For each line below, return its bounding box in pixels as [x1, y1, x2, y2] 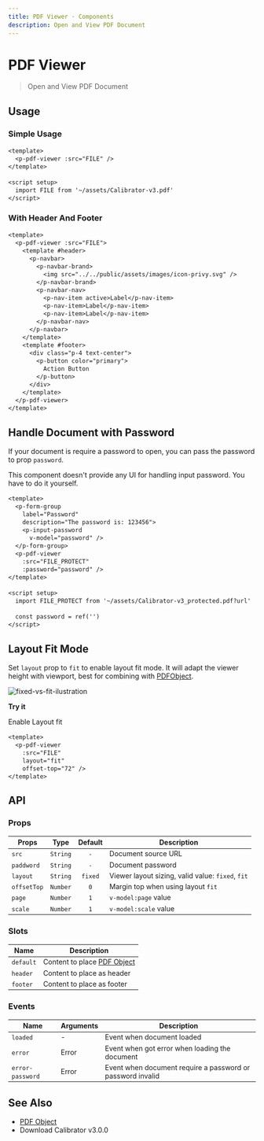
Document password [109, 860, 177, 870]
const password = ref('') [15, 613, 101, 621]
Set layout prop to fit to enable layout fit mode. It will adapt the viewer [8, 663, 239, 673]
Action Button [42, 365, 90, 373]
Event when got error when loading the [104, 1043, 231, 1053]
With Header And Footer [8, 212, 103, 223]
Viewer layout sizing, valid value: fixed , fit [109, 870, 248, 881]
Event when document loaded [104, 1032, 202, 1042]
